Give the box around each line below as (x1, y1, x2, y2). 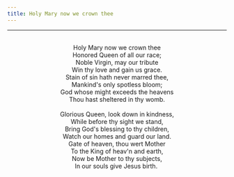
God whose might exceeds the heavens (60, 88, 174, 96)
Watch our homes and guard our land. (62, 132, 172, 140)
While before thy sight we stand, (70, 117, 164, 125)
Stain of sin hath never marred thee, (65, 72, 169, 81)
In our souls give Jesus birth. (75, 162, 158, 170)
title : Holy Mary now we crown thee (7, 10, 114, 17)
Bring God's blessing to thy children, (65, 125, 169, 133)
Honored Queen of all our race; (72, 50, 162, 59)
